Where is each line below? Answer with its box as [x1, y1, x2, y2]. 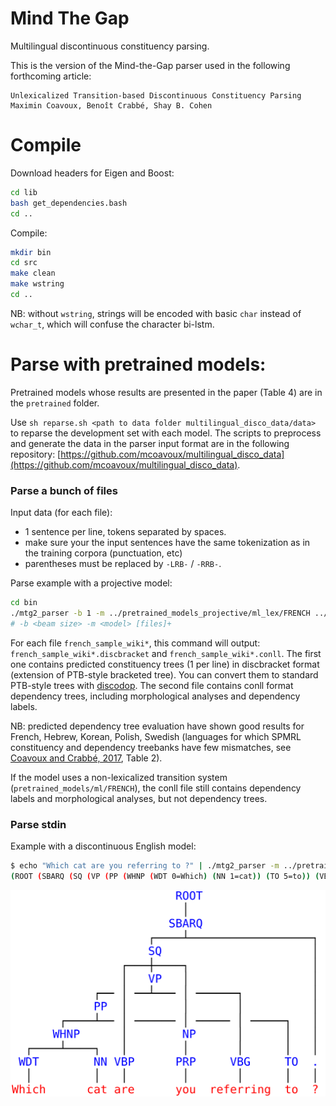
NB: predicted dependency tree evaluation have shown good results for [10, 720, 305, 732]
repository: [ [10, 448, 62, 460]
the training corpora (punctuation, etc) [24, 547, 183, 559]
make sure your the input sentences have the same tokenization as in [24, 537, 311, 549]
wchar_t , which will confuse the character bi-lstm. [10, 318, 215, 330]
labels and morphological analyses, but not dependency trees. [10, 792, 268, 804]
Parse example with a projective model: [10, 577, 173, 589]
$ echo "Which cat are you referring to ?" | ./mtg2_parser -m [10, 861, 280, 871]
